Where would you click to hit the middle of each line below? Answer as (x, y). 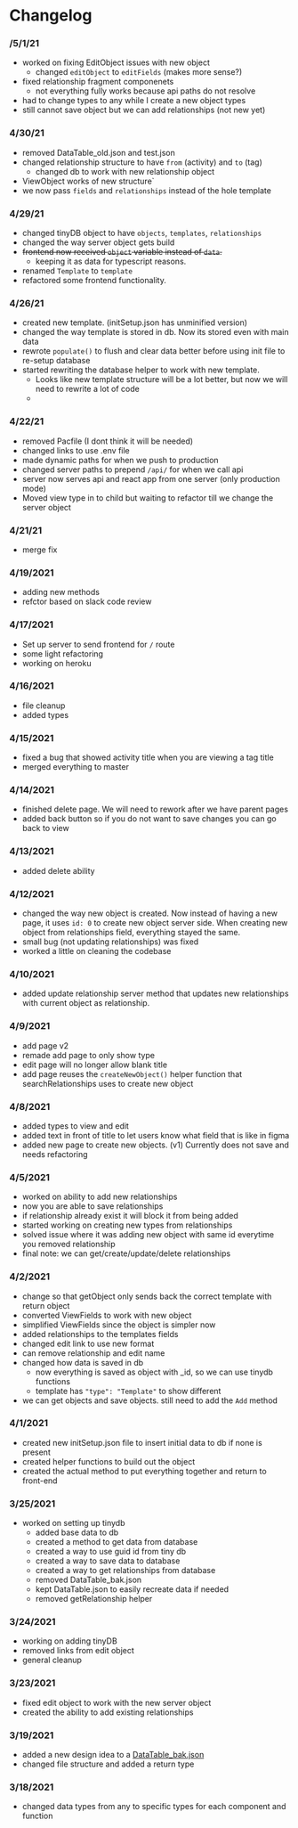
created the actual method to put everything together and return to (144, 1471)
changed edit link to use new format (88, 1343)
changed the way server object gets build (98, 242)
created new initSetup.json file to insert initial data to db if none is (142, 1442)
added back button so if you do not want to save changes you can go (149, 819)
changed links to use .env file (76, 450)
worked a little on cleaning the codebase (97, 951)
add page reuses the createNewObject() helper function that (132, 1073)
